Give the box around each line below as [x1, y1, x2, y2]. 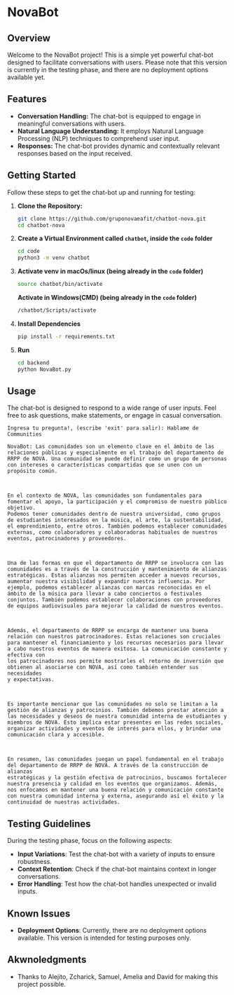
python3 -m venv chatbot [17, 254, 90, 261]
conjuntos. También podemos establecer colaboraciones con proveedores [7, 596, 221, 603]
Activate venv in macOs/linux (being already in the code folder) [17, 267, 204, 275]
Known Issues [7, 907, 71, 919]
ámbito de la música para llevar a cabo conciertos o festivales [7, 590, 202, 598]
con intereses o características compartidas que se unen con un [7, 462, 202, 469]
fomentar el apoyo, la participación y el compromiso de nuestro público [7, 498, 228, 505]
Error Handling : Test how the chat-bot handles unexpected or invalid [17, 880, 217, 888]
